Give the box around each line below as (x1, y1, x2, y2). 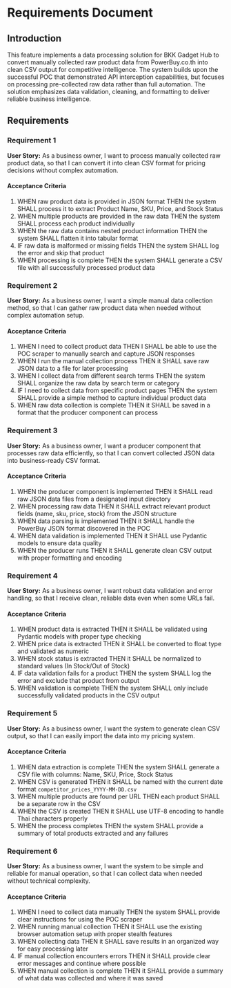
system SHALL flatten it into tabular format (17, 234, 139, 242)
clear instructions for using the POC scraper (17, 915, 143, 924)
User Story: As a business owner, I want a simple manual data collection (7, 296, 213, 305)
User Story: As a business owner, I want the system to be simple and (7, 862, 203, 870)
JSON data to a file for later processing (17, 365, 129, 373)
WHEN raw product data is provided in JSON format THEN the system (17, 197, 217, 205)
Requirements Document (7, 5, 154, 21)
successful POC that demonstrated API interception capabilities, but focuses (7, 73, 225, 81)
